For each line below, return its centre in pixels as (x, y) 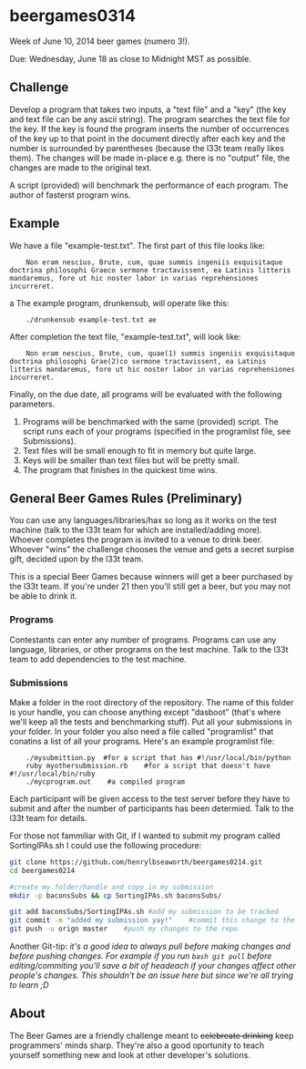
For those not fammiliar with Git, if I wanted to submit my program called (145, 836)
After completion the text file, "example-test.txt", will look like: (125, 336)
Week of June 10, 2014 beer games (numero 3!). (100, 41)
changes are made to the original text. (81, 167)
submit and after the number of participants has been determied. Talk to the (152, 808)
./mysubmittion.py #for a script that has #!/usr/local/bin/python (158, 757)
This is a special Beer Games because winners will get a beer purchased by (151, 577)
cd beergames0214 (42, 870)
